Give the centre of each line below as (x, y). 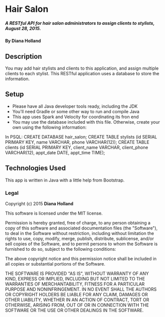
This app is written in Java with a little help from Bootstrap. (65, 180)
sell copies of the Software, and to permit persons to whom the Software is (82, 244)
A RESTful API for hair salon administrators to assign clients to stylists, (80, 23)
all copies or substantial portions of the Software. (55, 264)
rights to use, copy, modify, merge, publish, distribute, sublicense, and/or (80, 238)
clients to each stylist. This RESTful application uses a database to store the (82, 73)
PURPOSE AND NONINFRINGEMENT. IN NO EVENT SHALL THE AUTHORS (81, 289)
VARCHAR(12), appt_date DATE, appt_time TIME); (55, 152)
